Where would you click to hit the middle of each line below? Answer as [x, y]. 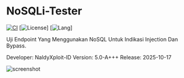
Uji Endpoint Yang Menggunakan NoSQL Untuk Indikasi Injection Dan [92, 39]
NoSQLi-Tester [44, 11]
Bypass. [16, 46]
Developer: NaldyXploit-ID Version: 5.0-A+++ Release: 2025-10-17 [89, 57]
